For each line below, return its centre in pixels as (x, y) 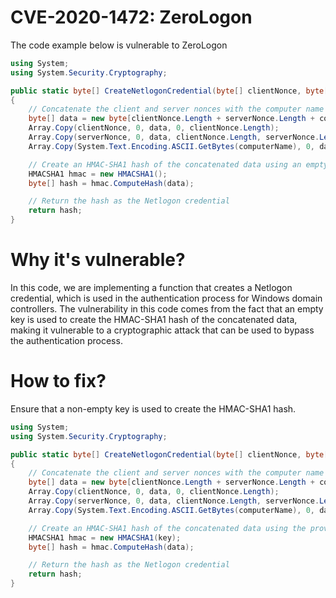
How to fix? (58, 381)
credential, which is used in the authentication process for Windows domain (166, 298)
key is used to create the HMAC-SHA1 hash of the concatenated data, (154, 319)
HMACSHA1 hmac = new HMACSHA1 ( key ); (105, 537)
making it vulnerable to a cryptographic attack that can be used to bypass (162, 330)
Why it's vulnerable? (98, 260)
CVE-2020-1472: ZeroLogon (131, 17)
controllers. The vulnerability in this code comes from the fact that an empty (167, 309)
